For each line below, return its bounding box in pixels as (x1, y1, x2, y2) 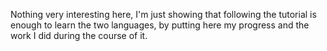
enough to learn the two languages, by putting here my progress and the (10, 19, 310, 31)
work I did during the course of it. (10, 30, 148, 41)
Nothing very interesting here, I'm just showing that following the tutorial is (10, 9, 317, 20)
